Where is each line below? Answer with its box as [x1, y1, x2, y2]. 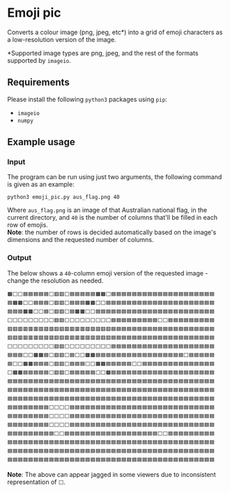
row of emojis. [7, 221, 49, 229]
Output [7, 253, 32, 263]
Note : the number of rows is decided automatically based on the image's [7, 228, 217, 236]
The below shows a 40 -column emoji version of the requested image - [7, 268, 208, 277]
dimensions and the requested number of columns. [7, 236, 155, 244]
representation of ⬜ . [7, 478, 66, 486]
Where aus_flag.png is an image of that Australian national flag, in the [7, 206, 208, 214]
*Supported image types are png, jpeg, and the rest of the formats [7, 49, 199, 57]
